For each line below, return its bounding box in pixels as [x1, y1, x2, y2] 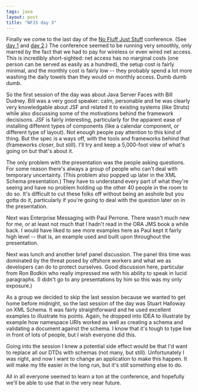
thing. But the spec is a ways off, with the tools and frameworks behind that [6, 135, 190, 142]
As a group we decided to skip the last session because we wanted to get [6, 293, 186, 301]
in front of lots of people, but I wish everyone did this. [6, 331, 137, 338]
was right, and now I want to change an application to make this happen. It [6, 355, 187, 362]
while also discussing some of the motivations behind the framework [6, 110, 174, 117]
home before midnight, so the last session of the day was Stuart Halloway [6, 300, 186, 307]
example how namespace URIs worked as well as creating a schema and [6, 319, 183, 326]
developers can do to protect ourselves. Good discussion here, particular [6, 263, 184, 270]
